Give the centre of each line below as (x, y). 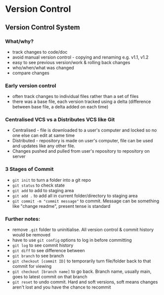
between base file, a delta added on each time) (60, 107)
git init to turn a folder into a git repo (52, 180)
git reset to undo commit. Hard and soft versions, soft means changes (85, 282)
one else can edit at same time (43, 135)
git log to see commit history (43, 245)
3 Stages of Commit (29, 169)
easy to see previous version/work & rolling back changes (71, 62)
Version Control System (42, 27)
